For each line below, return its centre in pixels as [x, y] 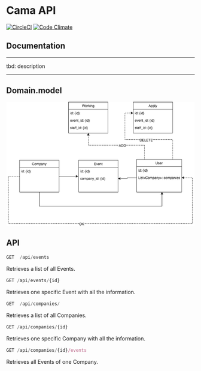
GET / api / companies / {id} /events [46, 350]
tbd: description [26, 66]
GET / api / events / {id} [33, 281]
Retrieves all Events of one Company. [52, 361]
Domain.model [34, 91]
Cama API [31, 11]
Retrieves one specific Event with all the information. [71, 292]
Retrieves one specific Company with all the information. [76, 338]
